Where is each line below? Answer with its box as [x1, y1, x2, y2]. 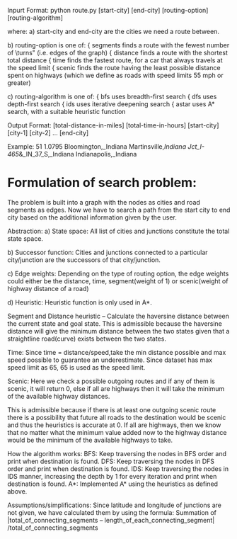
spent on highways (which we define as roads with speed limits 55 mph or [7, 71, 224, 79]
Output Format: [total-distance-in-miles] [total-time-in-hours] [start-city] [7, 121, 219, 130]
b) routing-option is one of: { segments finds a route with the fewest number [7, 41, 230, 49]
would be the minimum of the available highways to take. [7, 436, 173, 444]
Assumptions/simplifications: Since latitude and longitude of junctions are [7, 501, 221, 509]
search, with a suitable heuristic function [7, 108, 126, 115]
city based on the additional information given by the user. [7, 212, 177, 222]
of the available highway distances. [7, 392, 110, 400]
